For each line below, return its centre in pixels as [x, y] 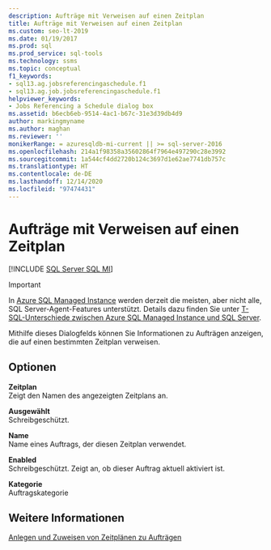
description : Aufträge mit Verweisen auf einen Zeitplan [106, 16]
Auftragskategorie [38, 492]
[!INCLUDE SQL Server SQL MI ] [61, 269]
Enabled [23, 459]
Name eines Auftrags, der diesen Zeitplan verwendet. [97, 444]
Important [25, 284]
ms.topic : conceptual [45, 69]
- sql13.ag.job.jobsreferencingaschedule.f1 [85, 91]
